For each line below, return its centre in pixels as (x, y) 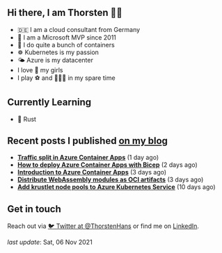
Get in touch (34, 209)
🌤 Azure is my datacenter (55, 60)
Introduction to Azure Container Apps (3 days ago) (92, 172)
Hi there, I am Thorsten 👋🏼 (65, 13)
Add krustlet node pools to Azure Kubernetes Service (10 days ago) (116, 187)
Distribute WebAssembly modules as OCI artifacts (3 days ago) (110, 180)
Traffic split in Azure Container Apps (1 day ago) (88, 158)
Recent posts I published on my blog (88, 141)
